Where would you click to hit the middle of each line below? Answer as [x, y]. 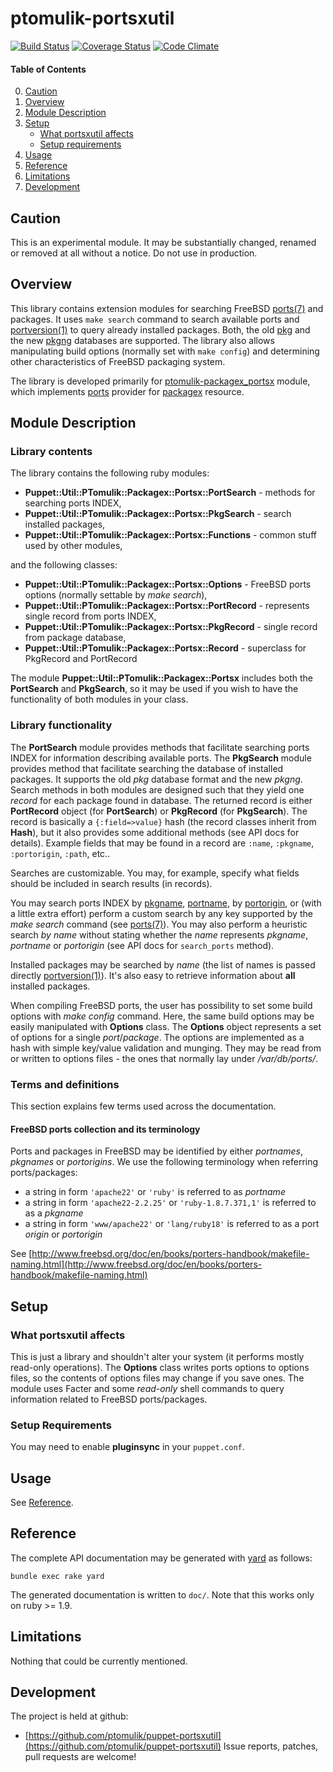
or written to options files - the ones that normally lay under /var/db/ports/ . [164, 1058]
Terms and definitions [65, 1084]
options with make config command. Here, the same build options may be [162, 1016]
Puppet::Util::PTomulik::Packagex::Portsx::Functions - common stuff [170, 535]
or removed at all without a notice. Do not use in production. [134, 253]
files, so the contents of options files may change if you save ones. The [157, 1378]
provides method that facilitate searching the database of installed [147, 768]
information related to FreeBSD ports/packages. [109, 1399]
